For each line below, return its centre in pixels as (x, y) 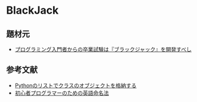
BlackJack (32, 10)
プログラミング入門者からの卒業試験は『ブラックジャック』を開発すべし (103, 49)
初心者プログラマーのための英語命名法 (62, 92)
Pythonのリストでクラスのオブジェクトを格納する (76, 85)
